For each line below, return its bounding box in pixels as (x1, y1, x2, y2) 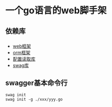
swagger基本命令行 (5, 78, 68, 87)
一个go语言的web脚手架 (5, 5, 107, 16)
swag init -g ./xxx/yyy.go (5, 97, 63, 102)
